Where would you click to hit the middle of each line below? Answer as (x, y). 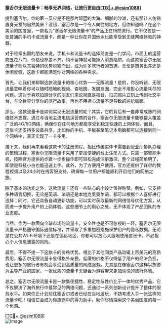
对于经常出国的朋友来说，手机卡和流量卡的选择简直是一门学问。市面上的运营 (83, 53)
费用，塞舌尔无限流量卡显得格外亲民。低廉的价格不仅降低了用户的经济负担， (83, 258)
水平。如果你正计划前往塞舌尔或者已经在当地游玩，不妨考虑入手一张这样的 (85, 294)
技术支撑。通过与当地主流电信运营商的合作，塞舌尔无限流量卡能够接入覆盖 (85, 118)
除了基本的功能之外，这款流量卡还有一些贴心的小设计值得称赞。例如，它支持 (83, 188)
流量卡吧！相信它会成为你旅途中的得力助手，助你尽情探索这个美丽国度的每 (81, 300)
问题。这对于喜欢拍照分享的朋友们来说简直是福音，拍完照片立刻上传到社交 (81, 95)
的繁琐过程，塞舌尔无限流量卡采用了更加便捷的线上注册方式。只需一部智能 (81, 153)
